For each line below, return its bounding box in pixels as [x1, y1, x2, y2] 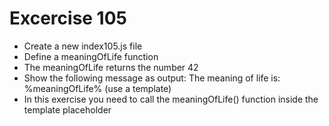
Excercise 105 [9, 7, 127, 30]
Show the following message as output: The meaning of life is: [23, 72, 281, 84]
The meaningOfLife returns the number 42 [23, 61, 199, 73]
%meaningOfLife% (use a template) [23, 82, 172, 94]
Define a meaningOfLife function [23, 50, 159, 62]
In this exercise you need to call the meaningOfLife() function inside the [23, 93, 319, 105]
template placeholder [23, 103, 112, 116]
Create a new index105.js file [23, 40, 143, 52]
